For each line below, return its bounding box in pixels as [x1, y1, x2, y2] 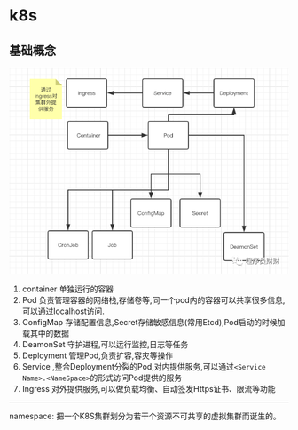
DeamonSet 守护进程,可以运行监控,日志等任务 [21, 339, 189, 350]
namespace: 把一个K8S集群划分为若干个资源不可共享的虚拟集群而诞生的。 [9, 410, 281, 422]
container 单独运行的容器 [21, 283, 114, 294]
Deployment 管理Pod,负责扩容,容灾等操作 [21, 350, 174, 361]
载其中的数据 [21, 328, 69, 338]
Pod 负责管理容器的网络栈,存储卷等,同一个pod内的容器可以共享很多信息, [21, 295, 286, 306]
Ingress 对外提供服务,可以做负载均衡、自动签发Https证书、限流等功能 [21, 384, 277, 394]
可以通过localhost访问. [21, 306, 105, 316]
